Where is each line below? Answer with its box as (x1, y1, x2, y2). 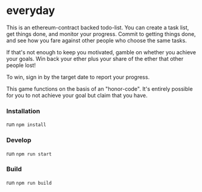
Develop (6, 136, 32, 144)
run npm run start (6, 150, 52, 157)
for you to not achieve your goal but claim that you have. (6, 91, 148, 99)
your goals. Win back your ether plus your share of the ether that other (6, 55, 184, 62)
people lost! (6, 62, 36, 69)
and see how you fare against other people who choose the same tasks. (6, 37, 187, 44)
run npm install (6, 121, 47, 128)
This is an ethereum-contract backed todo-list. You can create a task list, (6, 24, 189, 31)
